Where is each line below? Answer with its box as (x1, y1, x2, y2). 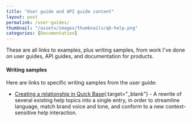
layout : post (6, 14, 38, 20)
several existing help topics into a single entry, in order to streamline (14, 97, 180, 104)
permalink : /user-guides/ (6, 19, 69, 25)
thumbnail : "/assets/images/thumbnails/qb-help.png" (6, 25, 138, 31)
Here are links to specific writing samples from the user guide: (6, 79, 157, 86)
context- (165, 103, 186, 110)
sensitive (14, 109, 37, 116)
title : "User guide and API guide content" (6, 8, 115, 15)
